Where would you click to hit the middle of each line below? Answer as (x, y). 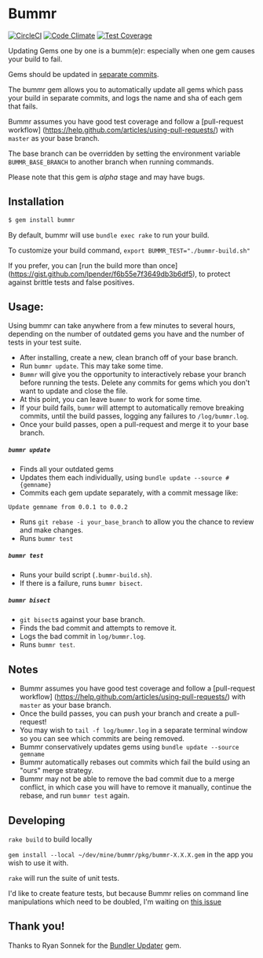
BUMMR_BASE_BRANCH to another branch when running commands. (111, 161)
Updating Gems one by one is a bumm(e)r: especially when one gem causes (131, 50)
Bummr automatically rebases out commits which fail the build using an (135, 762)
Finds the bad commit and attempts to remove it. (98, 628)
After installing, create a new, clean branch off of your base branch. (129, 358)
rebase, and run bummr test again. (75, 796)
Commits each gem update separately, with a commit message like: (129, 493)
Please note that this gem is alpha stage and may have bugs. (107, 177)
